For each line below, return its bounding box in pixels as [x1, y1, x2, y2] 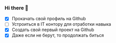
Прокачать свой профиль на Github [11, 16, 87, 22]
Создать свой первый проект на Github [11, 27, 94, 33]
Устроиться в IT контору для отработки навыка [11, 21, 112, 27]
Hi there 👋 [4, 4, 29, 11]
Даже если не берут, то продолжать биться [11, 32, 104, 39]
